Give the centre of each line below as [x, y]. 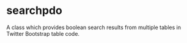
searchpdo [34, 11]
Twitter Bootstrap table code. [43, 33]
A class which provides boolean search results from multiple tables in [94, 27]
